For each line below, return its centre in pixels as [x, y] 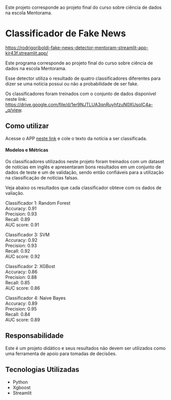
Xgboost [21, 387]
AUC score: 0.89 [23, 320]
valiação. [15, 193]
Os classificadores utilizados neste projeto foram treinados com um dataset [85, 161]
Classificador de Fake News [66, 34]
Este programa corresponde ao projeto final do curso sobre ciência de [79, 63]
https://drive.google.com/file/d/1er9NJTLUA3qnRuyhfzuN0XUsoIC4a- [79, 104]
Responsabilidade [34, 336]
